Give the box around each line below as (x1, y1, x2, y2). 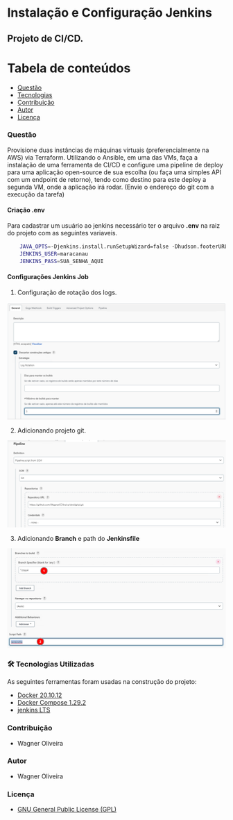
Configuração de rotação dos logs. (17, 288, 117, 296)
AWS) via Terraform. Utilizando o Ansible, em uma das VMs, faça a (7, 153, 198, 161)
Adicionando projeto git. (17, 426, 87, 435)
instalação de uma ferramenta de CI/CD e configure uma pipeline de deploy (7, 160, 223, 169)
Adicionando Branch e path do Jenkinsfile (17, 535, 140, 543)
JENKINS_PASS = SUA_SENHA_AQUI (19, 258, 104, 265)
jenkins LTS (17, 706, 51, 714)
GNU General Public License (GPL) (17, 805, 116, 814)
